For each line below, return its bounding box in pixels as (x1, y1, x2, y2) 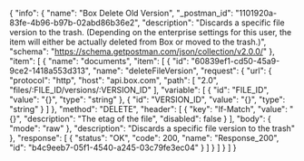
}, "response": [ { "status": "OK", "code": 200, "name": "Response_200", (9, 133, 279, 143)
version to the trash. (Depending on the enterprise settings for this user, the (9, 27, 292, 37)
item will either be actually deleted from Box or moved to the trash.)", (9, 36, 267, 47)
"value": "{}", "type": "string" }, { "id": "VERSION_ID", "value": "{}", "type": (9, 94, 286, 105)
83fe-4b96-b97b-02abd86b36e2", (9, 17, 141, 28)
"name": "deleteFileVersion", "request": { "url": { (92, 65, 272, 76)
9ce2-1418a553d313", (9, 65, 91, 76)
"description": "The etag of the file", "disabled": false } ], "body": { (24, 113, 271, 124)
